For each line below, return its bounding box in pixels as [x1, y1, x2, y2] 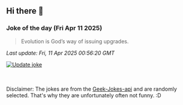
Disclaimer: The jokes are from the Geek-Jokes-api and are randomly [6, 85, 177, 92]
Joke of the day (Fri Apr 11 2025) [6, 24, 103, 32]
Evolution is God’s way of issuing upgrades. [20, 37, 129, 45]
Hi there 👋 [6, 6, 44, 16]
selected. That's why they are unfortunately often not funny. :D [6, 91, 161, 99]
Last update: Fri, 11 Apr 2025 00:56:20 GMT [6, 49, 115, 56]
